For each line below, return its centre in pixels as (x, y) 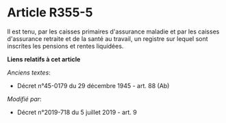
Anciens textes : (29, 72)
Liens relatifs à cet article (44, 59)
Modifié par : (25, 99)
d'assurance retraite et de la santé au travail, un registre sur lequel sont (108, 38)
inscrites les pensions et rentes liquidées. (65, 46)
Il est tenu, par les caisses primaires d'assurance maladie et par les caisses (113, 31)
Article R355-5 (50, 13)
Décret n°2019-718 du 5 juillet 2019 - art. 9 (77, 112)
